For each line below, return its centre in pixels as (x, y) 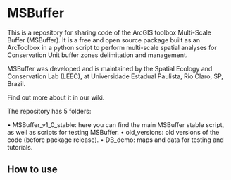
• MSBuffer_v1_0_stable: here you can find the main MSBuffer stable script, (116, 124)
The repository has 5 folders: (49, 111)
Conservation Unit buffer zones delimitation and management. (98, 55)
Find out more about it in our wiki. (56, 97)
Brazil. (17, 83)
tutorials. (20, 147)
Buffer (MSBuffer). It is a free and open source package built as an (104, 40)
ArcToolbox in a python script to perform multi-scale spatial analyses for (112, 47)
